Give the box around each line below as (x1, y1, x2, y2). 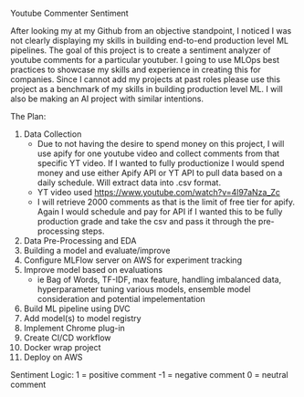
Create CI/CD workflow (23, 332, 112, 343)
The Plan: (10, 111, 47, 121)
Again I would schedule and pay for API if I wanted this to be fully (37, 206, 283, 217)
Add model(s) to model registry (23, 313, 142, 323)
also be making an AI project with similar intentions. (10, 93, 204, 104)
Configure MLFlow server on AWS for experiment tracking (23, 255, 243, 266)
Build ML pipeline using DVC (23, 303, 131, 314)
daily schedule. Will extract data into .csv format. (37, 177, 222, 188)
